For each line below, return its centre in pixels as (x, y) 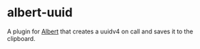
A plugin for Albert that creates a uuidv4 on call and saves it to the (100, 31)
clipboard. (21, 38)
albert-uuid (40, 13)
